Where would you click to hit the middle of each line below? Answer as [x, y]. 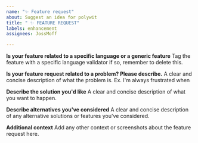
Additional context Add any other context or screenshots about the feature [99, 128]
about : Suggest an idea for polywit [52, 17]
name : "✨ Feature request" [40, 12]
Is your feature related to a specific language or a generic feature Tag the [98, 56]
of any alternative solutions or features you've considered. [78, 116]
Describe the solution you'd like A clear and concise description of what [96, 92]
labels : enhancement [32, 28]
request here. [23, 134]
